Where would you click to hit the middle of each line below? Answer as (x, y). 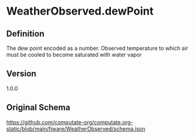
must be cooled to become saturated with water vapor (74, 55)
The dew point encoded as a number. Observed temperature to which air (97, 48)
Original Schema (38, 108)
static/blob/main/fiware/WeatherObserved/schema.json (76, 128)
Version (21, 74)
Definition (25, 34)
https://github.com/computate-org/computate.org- (70, 122)
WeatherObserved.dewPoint (80, 11)
